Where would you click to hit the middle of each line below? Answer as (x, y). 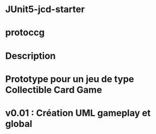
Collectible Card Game (54, 90)
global (19, 124)
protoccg (25, 33)
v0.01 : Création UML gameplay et (78, 113)
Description (30, 56)
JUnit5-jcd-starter (45, 9)
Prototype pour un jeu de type (70, 79)
